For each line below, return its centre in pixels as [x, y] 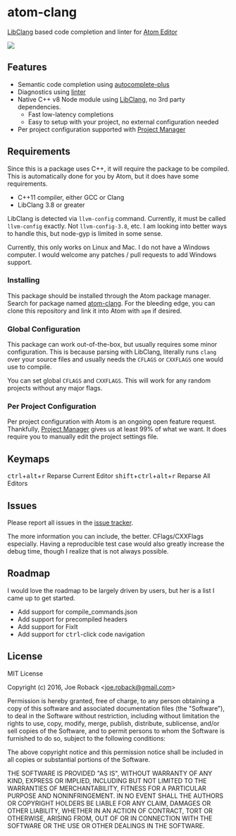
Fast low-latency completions [71, 114]
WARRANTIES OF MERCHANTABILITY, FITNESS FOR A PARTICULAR [107, 788]
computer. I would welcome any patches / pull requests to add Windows [112, 254]
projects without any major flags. [55, 388]
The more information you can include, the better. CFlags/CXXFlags [106, 537]
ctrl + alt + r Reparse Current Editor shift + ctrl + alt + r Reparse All [109, 476]
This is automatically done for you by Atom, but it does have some [103, 176]
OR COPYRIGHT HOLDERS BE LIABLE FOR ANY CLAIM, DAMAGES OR [109, 803]
